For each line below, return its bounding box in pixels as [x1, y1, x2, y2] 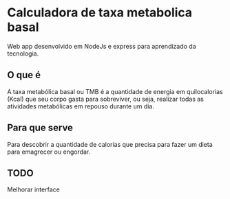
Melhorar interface [7, 185, 60, 194]
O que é [7, 69, 41, 81]
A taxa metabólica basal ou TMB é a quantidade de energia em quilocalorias [7, 87, 223, 95]
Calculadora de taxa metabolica [7, 5, 193, 21]
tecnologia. [7, 49, 39, 58]
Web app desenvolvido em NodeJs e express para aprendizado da [7, 42, 196, 50]
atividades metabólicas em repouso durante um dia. [7, 102, 155, 110]
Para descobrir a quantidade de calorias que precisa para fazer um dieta [7, 140, 213, 148]
